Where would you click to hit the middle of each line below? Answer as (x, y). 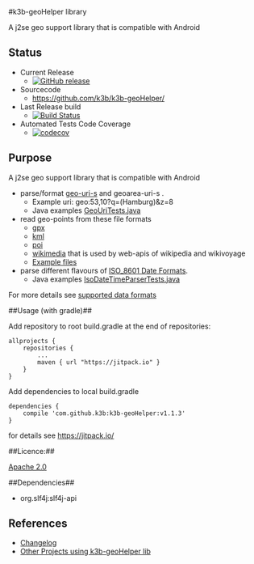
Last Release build (50, 106)
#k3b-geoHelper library (48, 12)
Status (25, 53)
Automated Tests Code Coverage (75, 124)
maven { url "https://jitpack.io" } (99, 362)
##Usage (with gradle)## (50, 310)
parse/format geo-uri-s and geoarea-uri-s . (92, 193)
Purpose (30, 158)
